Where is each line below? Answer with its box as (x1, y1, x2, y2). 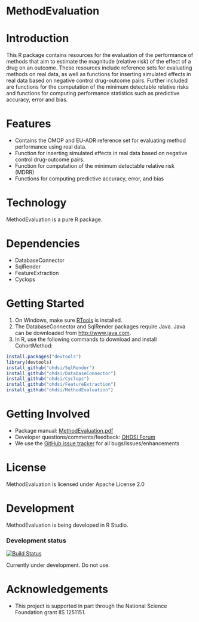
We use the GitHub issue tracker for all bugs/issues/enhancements (14, 439, 180, 447)
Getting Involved (6, 407, 90, 421)
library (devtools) (6, 359, 52, 365)
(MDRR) (14, 169, 35, 176)
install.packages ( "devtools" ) (6, 354, 82, 360)
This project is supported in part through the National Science (14, 602, 167, 609)
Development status (6, 536, 67, 545)
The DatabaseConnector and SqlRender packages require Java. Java (14, 322, 186, 330)
